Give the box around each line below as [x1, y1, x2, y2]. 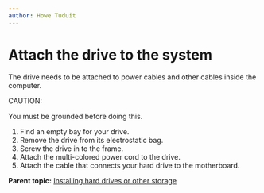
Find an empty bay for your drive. [19, 126, 130, 136]
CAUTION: [8, 96, 42, 106]
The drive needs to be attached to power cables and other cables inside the [8, 72, 257, 82]
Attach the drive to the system [8, 45, 212, 64]
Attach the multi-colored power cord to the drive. [19, 152, 181, 161]
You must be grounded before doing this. [8, 111, 143, 121]
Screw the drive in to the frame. [19, 144, 124, 153]
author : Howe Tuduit [8, 11, 77, 20]
